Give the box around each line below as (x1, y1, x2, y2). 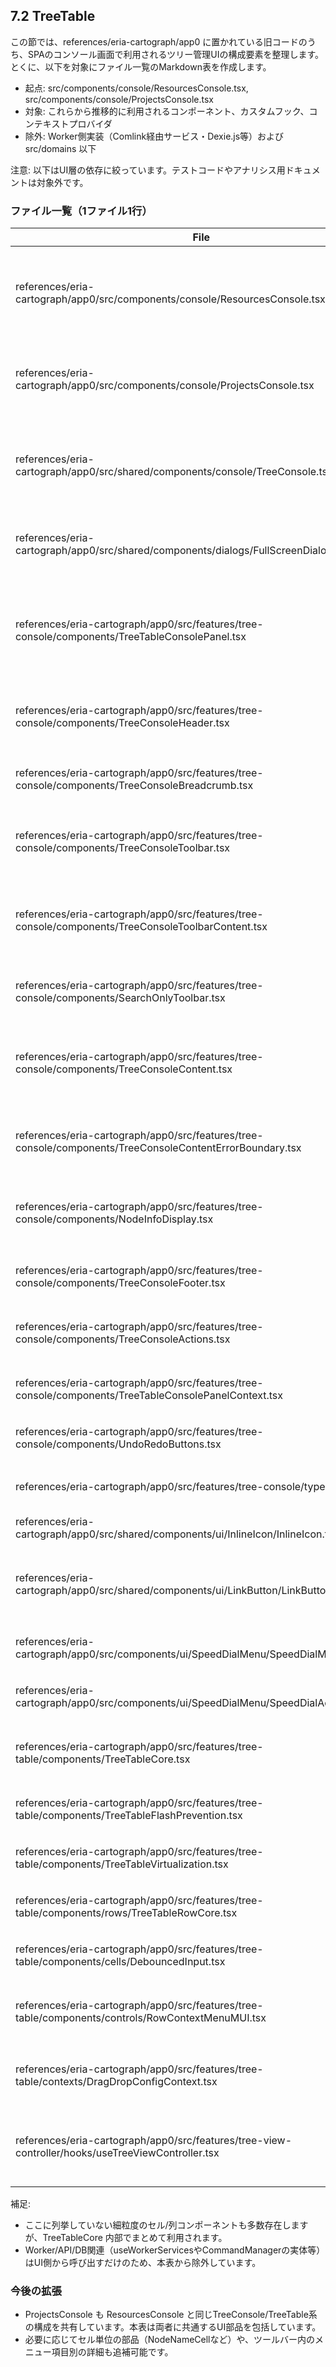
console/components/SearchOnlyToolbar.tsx (15, 991, 226, 1005)
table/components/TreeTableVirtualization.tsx (15, 1857, 229, 1871)
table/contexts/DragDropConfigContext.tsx (15, 2075, 218, 2089)
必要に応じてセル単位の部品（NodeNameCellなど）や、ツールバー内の (24, 2334, 316, 2346)
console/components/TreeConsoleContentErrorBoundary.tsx (15, 1141, 302, 1155)
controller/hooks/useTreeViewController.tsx (15, 2146, 220, 2160)
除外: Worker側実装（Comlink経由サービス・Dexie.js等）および (24, 130, 285, 142)
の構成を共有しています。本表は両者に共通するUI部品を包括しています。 (24, 2321, 322, 2333)
